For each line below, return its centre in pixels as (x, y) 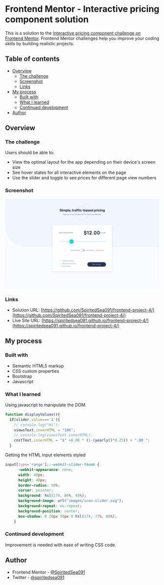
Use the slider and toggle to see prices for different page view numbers (84, 178)
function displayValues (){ (33, 414)
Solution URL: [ (27, 310)
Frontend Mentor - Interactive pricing (82, 9)
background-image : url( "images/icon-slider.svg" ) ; (71, 501)
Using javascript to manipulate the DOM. (46, 405)
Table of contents (32, 59)
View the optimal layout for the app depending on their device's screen (84, 162)
